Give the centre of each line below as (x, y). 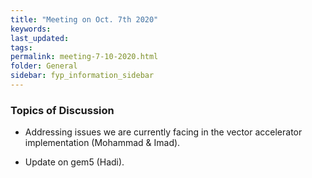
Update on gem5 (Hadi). (74, 162)
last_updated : (40, 38)
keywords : (31, 29)
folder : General (44, 66)
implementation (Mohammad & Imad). (102, 143)
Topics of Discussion (62, 110)
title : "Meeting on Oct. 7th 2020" (84, 19)
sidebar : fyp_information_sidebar (82, 76)
